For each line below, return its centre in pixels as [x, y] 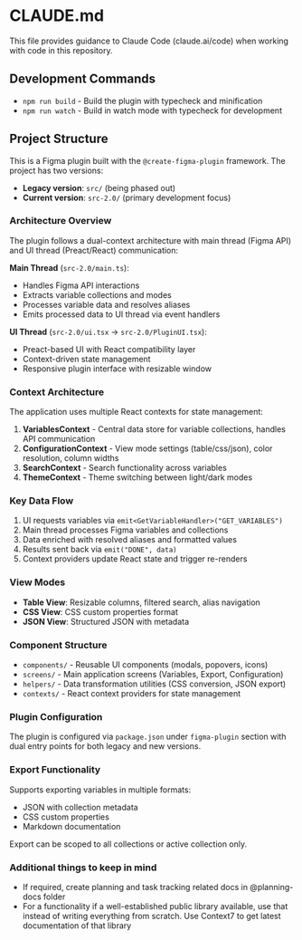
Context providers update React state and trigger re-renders [135, 559]
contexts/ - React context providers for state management [132, 694]
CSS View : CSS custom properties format [100, 611]
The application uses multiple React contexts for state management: [137, 412]
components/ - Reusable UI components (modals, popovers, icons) [145, 665]
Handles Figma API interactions [81, 285]
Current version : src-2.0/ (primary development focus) [127, 197]
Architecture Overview [61, 221]
